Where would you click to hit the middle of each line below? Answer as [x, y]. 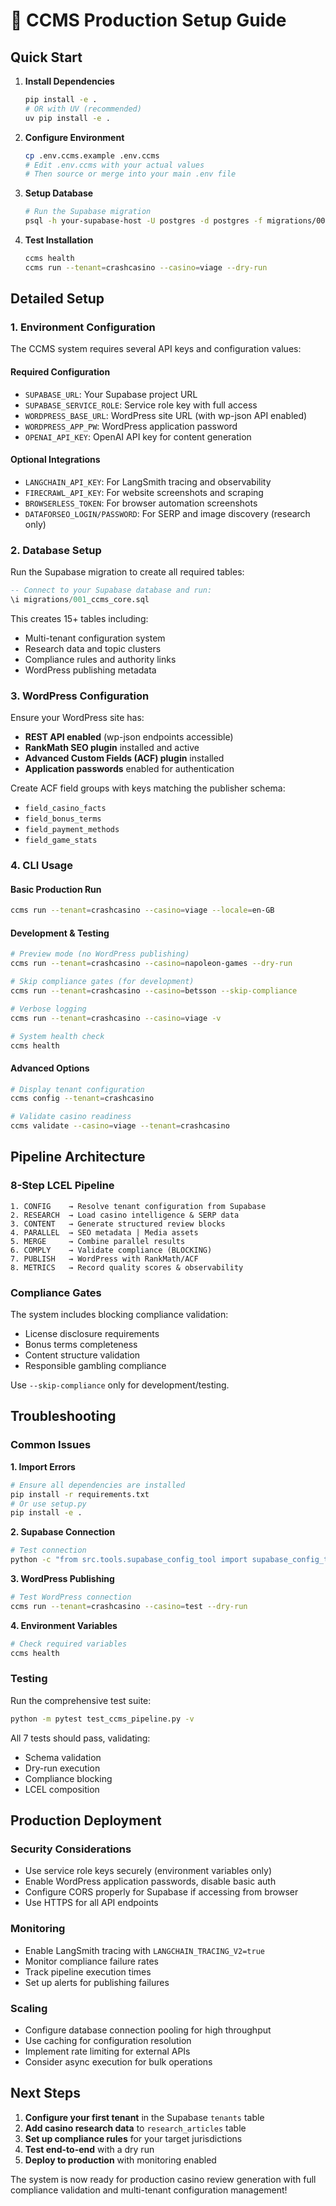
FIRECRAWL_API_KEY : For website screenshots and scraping [144, 492]
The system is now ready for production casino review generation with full [163, 2179]
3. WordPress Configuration [80, 696]
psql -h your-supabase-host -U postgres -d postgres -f [143, 221]
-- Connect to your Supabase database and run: [111, 590]
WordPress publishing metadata [90, 670]
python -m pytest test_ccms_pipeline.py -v [102, 1719]
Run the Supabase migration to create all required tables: [127, 572]
